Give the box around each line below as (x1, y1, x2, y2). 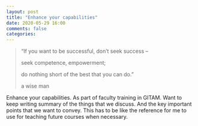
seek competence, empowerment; (20, 59, 106, 67)
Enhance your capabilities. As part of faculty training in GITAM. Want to (6, 94, 182, 101)
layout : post (6, 8, 39, 15)
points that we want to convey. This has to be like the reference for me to (6, 107, 187, 114)
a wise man (20, 82, 50, 90)
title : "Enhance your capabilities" (6, 14, 98, 20)
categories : (6, 31, 36, 37)
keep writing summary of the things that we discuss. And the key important (6, 100, 192, 108)
